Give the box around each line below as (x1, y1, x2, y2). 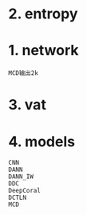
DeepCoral (8, 187, 42, 195)
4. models (8, 133, 76, 150)
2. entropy (8, 5, 78, 23)
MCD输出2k (8, 70, 38, 78)
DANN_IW (8, 173, 34, 181)
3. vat (8, 96, 46, 114)
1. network (8, 42, 79, 60)
